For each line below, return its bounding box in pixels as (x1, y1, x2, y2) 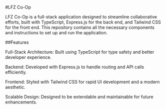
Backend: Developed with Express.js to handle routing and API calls (5, 64, 144, 70)
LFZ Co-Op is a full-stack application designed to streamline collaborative (5, 14, 157, 19)
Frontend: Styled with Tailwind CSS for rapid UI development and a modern (5, 79, 160, 85)
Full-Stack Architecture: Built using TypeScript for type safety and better (5, 49, 154, 55)
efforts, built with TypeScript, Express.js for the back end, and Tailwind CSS (5, 19, 161, 25)
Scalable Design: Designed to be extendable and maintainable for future (5, 94, 153, 100)
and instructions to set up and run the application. (5, 30, 108, 35)
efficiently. (5, 69, 27, 75)
